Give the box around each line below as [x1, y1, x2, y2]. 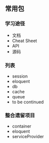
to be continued [12, 99, 44, 105]
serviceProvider [12, 134, 44, 140]
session [12, 73, 28, 79]
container [12, 123, 32, 129]
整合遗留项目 [5, 112, 35, 119]
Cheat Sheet [12, 38, 37, 44]
